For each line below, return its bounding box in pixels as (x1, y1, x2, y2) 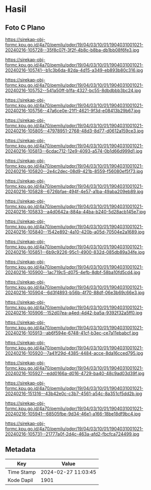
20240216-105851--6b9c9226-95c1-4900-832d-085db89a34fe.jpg (5, 249, 145, 255)
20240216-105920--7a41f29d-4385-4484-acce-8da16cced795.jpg (5, 350, 143, 356)
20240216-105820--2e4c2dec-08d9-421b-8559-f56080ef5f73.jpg (5, 168, 143, 174)
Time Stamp (7, 469, 36, 476)
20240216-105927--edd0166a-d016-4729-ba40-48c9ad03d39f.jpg (5, 371, 145, 376)
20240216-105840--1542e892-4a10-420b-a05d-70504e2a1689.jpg (5, 229, 145, 235)
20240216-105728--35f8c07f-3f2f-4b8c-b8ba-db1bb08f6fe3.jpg (5, 47, 140, 53)
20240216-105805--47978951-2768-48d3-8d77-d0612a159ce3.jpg (5, 128, 144, 134)
